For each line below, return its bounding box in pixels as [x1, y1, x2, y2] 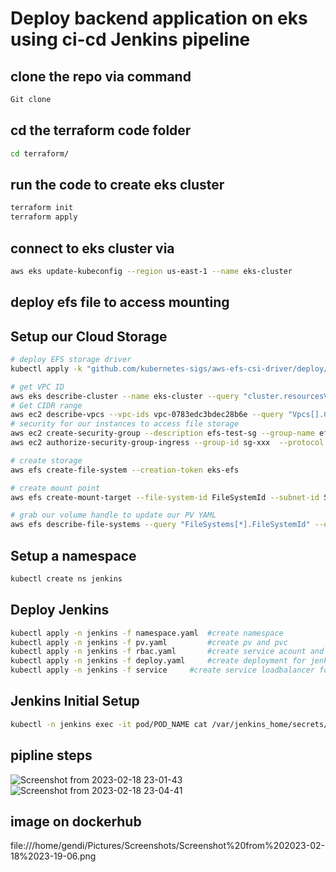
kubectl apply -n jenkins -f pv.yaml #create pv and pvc [10, 637, 288, 647]
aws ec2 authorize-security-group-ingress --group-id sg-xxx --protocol [10, 438, 325, 448]
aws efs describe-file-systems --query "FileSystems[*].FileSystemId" [10, 520, 311, 530]
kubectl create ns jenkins [10, 573, 123, 584]
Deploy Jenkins [10, 602, 110, 619]
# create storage [10, 455, 83, 466]
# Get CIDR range [10, 400, 83, 411]
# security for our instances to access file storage [10, 419, 240, 429]
